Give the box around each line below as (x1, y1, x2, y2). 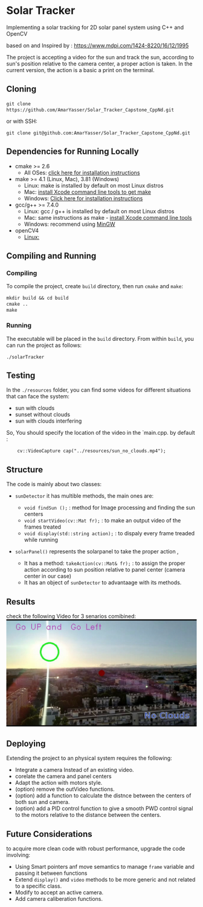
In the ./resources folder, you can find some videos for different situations (6, 386, 192, 394)
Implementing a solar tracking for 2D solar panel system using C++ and (6, 24, 184, 31)
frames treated (24, 523, 62, 530)
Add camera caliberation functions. (14, 895, 103, 903)
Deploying (6, 738, 46, 748)
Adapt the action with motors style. (14, 779, 103, 787)
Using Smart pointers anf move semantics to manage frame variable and (14, 863, 195, 871)
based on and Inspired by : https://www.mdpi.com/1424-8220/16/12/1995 (6, 42, 189, 49)
